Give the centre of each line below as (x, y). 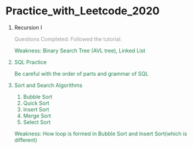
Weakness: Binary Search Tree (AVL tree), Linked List (80, 50)
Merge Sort (37, 116)
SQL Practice (30, 62)
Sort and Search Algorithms (48, 85)
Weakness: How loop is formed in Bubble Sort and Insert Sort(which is (100, 134)
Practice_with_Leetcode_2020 (83, 11)
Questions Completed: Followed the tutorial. (68, 39)
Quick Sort (36, 103)
